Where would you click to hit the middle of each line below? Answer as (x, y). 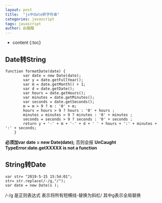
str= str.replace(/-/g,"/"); (35, 181)
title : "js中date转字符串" (32, 14)
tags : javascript (23, 24)
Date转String (26, 60)
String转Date (26, 165)
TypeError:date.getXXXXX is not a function (51, 148)
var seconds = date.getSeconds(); (59, 102)
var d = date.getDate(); (49, 89)
